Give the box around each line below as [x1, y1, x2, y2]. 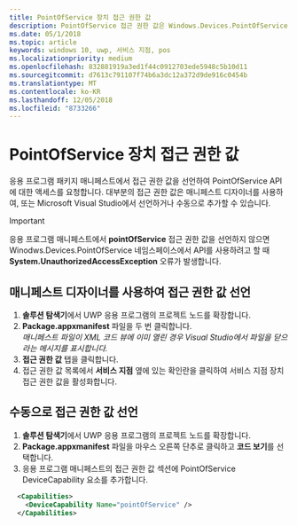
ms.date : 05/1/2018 [9, 29, 82, 38]
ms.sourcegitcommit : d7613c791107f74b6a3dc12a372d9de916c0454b [9, 71, 248, 80]
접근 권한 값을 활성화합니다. [21, 376, 118, 387]
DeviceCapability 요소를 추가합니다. [21, 474, 149, 484]
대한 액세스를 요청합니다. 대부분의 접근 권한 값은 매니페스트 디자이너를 [18, 187, 260, 198]
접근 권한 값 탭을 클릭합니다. [21, 354, 119, 365]
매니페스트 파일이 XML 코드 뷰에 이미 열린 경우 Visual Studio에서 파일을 [21, 332, 272, 342]
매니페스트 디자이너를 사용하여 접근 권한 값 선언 [9, 285, 251, 300]
